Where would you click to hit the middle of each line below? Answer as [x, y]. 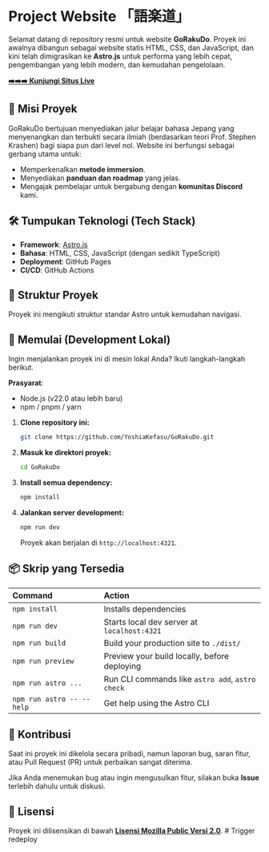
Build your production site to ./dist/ [172, 643]
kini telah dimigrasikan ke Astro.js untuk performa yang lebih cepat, [120, 56]
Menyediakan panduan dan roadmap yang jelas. [100, 178]
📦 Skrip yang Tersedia [66, 569]
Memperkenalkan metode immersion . [82, 169]
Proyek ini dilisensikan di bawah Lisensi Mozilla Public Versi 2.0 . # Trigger [132, 831]
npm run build [39, 643]
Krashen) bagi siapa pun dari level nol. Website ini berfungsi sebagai [121, 145]
